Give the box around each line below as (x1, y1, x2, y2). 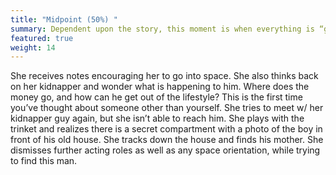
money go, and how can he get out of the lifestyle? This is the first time (10, 91, 303, 103)
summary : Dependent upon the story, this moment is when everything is (10, 24, 315, 34)
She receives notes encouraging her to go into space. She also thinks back (10, 70, 319, 82)
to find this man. (10, 155, 78, 167)
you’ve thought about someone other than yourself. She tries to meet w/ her (10, 102, 324, 114)
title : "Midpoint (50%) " (10, 14, 118, 25)
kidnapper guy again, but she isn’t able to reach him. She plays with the (10, 112, 305, 125)
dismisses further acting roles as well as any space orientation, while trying (10, 144, 321, 156)
